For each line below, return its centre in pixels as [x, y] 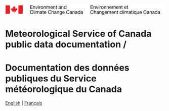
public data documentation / [66, 45]
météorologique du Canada [64, 89]
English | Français [24, 103]
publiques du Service [51, 78]
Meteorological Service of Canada [78, 34]
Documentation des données [68, 68]
